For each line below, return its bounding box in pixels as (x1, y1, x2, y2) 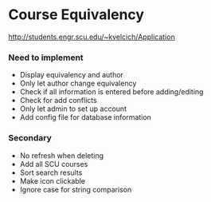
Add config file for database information (19, 113, 151, 122)
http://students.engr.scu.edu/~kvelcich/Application (8, 32, 175, 42)
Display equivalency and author (19, 70, 123, 80)
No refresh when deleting (19, 150, 104, 160)
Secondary (8, 133, 52, 144)
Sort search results (19, 168, 83, 177)
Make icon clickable (19, 176, 86, 185)
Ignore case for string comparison (19, 184, 132, 194)
